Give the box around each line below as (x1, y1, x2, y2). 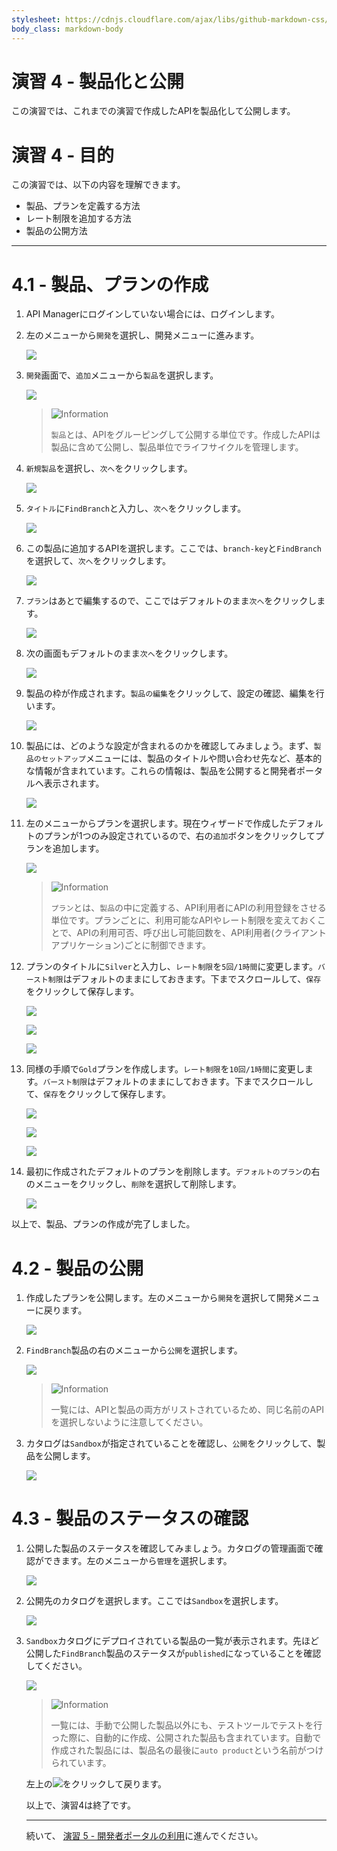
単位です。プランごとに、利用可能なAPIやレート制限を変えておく (50, 914, 318, 926)
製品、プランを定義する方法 (25, 200, 141, 212)
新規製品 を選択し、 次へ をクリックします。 (25, 462, 193, 475)
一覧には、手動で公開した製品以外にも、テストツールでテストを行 (50, 1719, 323, 1731)
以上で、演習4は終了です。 (25, 1799, 136, 1811)
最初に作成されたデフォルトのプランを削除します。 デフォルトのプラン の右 (25, 1166, 321, 1178)
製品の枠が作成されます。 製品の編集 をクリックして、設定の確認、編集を (25, 687, 316, 700)
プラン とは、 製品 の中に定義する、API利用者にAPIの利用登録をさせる (50, 902, 327, 914)
